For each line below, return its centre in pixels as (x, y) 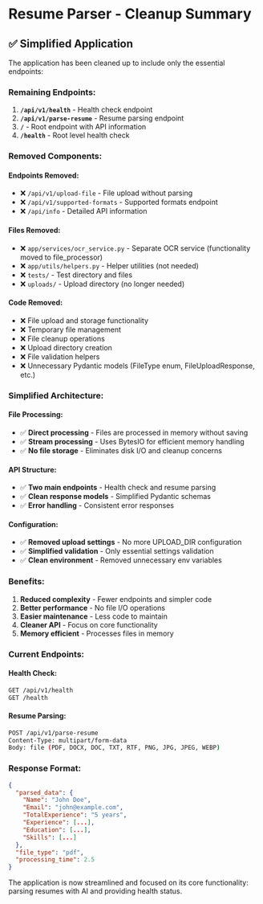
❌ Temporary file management (71, 329)
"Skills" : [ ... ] (50, 837)
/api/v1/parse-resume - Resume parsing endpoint (102, 118)
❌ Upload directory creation (66, 347)
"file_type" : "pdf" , (50, 853)
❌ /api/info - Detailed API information (83, 211)
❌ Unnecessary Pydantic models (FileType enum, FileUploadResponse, (137, 366)
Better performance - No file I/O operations (93, 607)
